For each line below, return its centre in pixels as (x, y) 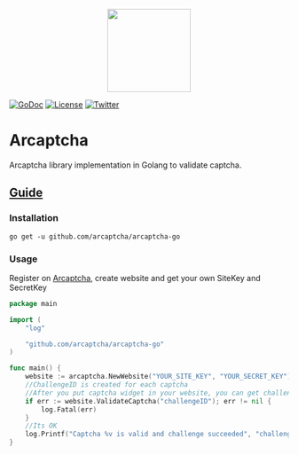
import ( (25, 319)
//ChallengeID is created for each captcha (107, 385)
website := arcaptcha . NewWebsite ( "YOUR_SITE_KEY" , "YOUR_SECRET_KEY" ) (158, 377)
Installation (34, 218)
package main (33, 303)
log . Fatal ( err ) (69, 409)
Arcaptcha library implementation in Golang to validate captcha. (125, 165)
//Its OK (41, 426)
